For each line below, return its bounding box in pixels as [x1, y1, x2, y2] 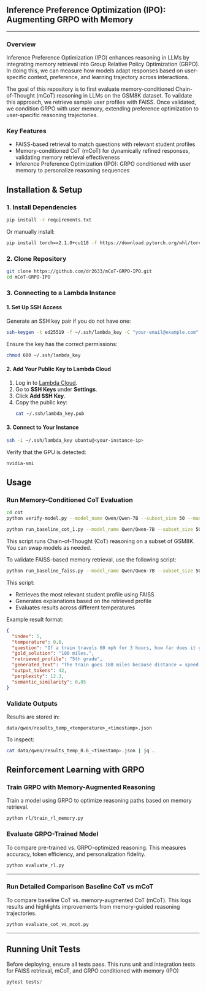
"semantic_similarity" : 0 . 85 [12, 679, 86, 685]
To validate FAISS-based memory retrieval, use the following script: [6, 556, 177, 563]
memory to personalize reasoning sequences [15, 167, 130, 174]
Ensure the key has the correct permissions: [6, 340, 118, 347]
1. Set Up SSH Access [6, 304, 63, 311]
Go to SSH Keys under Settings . [15, 385, 97, 393]
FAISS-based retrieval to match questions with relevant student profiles [15, 141, 196, 148]
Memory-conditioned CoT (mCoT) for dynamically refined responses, [15, 147, 190, 155]
